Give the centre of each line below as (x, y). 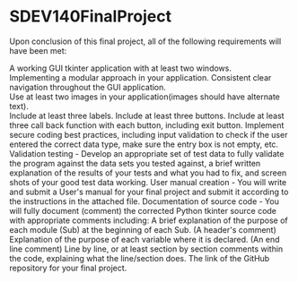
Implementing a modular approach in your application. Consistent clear (140, 77)
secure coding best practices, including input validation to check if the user (149, 134)
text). (19, 106)
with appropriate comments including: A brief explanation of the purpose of (149, 220)
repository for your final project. (68, 268)
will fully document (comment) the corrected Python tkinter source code (143, 210)
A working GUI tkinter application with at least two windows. (120, 68)
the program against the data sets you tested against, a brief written (135, 163)
